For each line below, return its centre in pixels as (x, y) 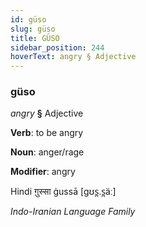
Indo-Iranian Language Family (73, 212)
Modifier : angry (43, 172)
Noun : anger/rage (47, 152)
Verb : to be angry (47, 133)
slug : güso (33, 29)
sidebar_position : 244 (57, 47)
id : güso (28, 19)
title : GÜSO (35, 38)
